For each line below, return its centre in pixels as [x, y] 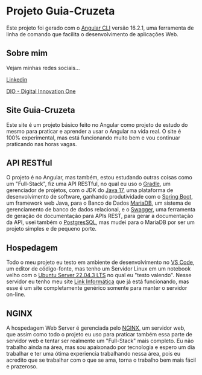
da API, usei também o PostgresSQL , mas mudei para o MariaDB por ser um [100, 222]
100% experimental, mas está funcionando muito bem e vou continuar [93, 138]
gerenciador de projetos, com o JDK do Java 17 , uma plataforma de [90, 190]
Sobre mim [27, 53]
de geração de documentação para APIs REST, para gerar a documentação [100, 216]
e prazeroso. [22, 366]
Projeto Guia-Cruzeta [61, 11]
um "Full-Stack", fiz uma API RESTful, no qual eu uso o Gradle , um [88, 184]
